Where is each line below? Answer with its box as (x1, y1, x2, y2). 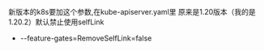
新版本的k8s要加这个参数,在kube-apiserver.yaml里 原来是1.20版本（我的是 (8, 7, 257, 16)
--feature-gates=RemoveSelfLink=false (19, 33, 152, 43)
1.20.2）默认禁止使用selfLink (8, 17, 104, 27)
